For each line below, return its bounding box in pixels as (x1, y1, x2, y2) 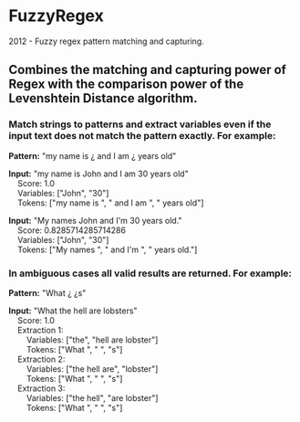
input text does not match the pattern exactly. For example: (8, 130, 276, 142)
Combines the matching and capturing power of (8, 62, 286, 78)
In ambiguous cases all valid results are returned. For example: (8, 267, 293, 280)
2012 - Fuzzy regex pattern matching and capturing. (8, 36, 204, 47)
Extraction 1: (16, 324, 65, 335)
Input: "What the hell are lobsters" (8, 305, 138, 316)
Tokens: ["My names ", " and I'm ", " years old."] (16, 244, 198, 255)
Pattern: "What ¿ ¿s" (8, 287, 87, 298)
